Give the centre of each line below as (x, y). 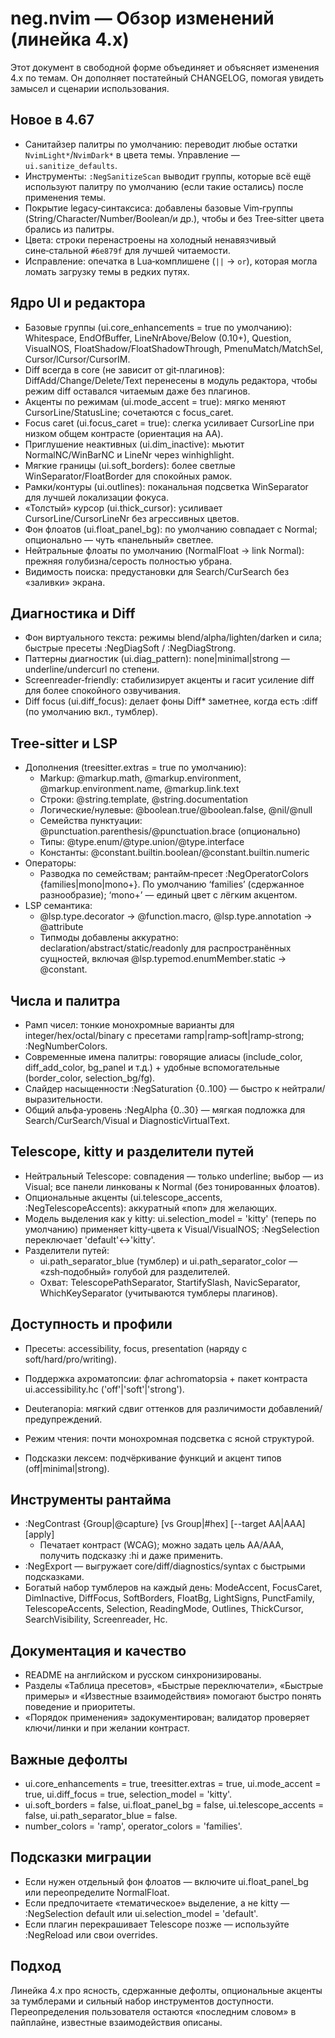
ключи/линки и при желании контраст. (107, 1728)
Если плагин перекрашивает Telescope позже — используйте (157, 1924)
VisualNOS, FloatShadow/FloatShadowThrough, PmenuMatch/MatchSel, (173, 348)
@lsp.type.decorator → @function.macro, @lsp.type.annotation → (176, 916)
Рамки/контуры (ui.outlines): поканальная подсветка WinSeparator (166, 486)
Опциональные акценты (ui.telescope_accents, (123, 1197)
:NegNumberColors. (66, 1046)
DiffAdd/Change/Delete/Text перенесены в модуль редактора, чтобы (171, 380)
